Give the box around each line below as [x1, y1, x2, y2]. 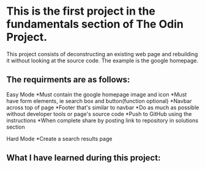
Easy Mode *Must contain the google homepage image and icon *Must [6, 90, 187, 98]
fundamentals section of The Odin [6, 17, 184, 31]
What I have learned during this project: [6, 153, 161, 163]
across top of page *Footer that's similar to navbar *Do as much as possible [6, 104, 199, 111]
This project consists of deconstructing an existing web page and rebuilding [6, 50, 198, 57]
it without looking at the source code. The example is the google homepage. [6, 57, 199, 64]
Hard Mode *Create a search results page [6, 135, 113, 142]
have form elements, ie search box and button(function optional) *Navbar [6, 97, 192, 104]
